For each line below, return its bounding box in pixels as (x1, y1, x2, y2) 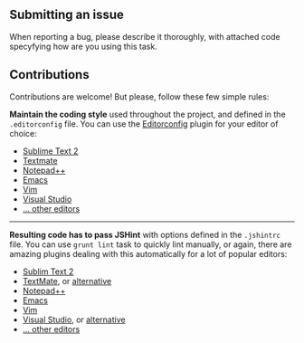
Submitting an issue (9, 7, 125, 23)
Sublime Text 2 (22, 145, 79, 157)
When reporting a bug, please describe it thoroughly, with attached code (9, 31, 280, 42)
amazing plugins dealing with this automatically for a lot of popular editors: (9, 248, 288, 259)
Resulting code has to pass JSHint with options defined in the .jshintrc (9, 229, 281, 240)
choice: (9, 128, 38, 138)
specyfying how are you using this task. (9, 41, 158, 52)
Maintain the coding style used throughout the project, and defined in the (9, 109, 287, 119)
